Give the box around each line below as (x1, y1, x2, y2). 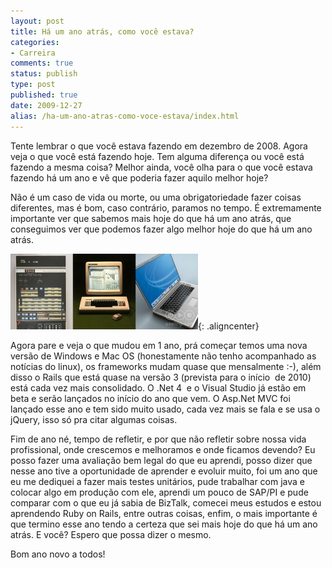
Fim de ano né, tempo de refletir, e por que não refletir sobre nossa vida (10, 433, 307, 445)
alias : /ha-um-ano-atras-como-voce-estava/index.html (10, 111, 240, 121)
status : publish (10, 69, 78, 79)
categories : (10, 37, 60, 47)
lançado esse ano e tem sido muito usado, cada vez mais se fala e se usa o (10, 403, 321, 415)
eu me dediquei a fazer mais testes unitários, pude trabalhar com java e (10, 475, 306, 487)
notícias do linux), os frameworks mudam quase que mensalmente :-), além (10, 360, 322, 372)
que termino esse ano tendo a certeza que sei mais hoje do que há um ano (10, 518, 318, 530)
